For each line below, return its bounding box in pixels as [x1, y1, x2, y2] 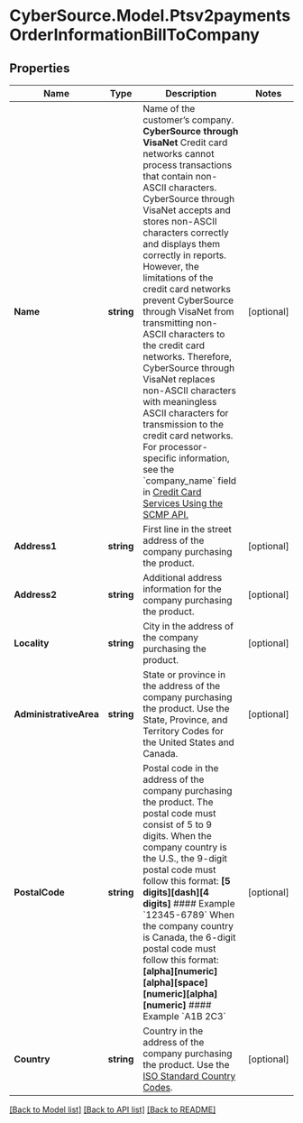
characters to [168, 328, 225, 340]
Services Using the [142, 497, 224, 510]
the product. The [142, 796, 214, 808]
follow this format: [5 [142, 875, 232, 887]
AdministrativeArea [14, 708, 99, 720]
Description [165, 87, 217, 99]
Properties [9, 60, 70, 76]
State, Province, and [142, 713, 228, 726]
